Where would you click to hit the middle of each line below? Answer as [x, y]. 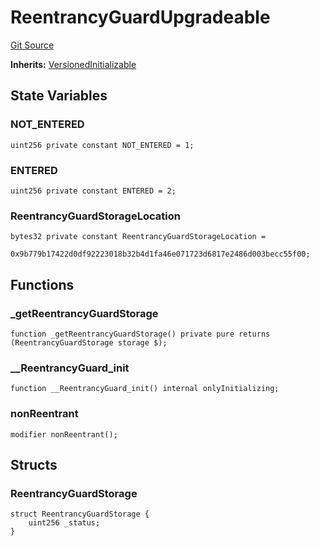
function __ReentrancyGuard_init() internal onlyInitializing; [145, 389]
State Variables [59, 96]
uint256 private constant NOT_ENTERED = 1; [102, 145]
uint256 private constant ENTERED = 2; [93, 191]
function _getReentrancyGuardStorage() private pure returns [140, 334]
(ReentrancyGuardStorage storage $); [89, 342]
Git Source [32, 45]
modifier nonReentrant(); [64, 434]
